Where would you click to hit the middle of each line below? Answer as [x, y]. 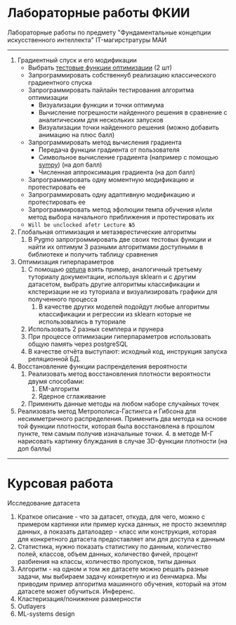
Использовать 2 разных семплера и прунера [96, 329]
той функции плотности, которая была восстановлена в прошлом [116, 426]
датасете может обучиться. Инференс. [76, 591]
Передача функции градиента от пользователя [109, 150]
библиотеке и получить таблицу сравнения [93, 254]
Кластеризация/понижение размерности [79, 598]
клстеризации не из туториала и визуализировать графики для [123, 291]
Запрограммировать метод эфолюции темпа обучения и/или [120, 210]
